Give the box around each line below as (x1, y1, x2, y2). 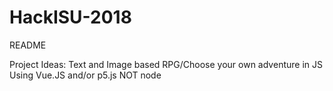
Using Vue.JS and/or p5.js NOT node (9, 69, 162, 81)
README (9, 39, 47, 51)
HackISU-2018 (9, 6, 132, 29)
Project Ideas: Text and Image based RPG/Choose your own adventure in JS (9, 58, 323, 70)
